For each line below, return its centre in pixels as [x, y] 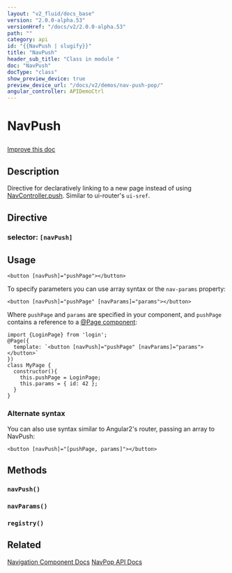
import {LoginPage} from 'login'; [57, 335]
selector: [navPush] [40, 237]
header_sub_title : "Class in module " [63, 59]
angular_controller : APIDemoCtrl [56, 91]
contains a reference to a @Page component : [72, 322]
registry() [25, 523]
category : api [28, 40]
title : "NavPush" [32, 53]
